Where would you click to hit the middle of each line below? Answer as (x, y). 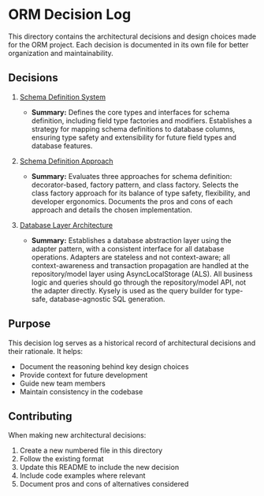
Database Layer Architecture (66, 225)
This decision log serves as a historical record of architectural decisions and (132, 343)
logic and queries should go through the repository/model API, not (139, 282)
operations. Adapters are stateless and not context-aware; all (131, 257)
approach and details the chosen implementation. (112, 210)
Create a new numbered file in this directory (91, 450)
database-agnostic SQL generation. (107, 299)
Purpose (30, 324)
